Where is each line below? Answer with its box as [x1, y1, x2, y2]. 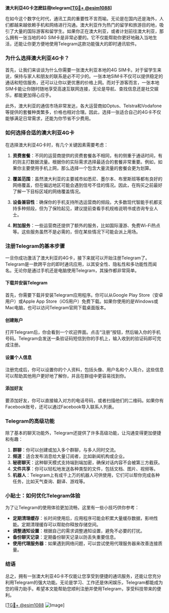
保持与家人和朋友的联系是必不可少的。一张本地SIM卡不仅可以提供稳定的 [14, 73, 163, 80]
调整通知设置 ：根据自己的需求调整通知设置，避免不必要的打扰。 [12, 528, 145, 534]
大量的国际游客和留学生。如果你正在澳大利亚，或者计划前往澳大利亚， [14, 28, 159, 34]
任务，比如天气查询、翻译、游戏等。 [12, 479, 88, 484]
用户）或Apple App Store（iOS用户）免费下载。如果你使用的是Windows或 [5, 298, 158, 304]
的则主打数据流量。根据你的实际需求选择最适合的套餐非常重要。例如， [12, 159, 158, 165]
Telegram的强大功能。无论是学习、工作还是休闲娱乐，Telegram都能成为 [14, 579, 163, 585]
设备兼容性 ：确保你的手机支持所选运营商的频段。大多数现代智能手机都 [12, 199, 158, 205]
